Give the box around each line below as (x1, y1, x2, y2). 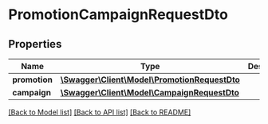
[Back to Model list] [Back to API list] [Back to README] (8, 107, 191, 117)
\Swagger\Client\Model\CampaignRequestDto (60, 87, 239, 98)
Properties (8, 37, 62, 51)
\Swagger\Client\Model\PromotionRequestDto (60, 74, 241, 85)
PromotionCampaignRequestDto (8, 6, 229, 24)
